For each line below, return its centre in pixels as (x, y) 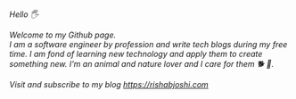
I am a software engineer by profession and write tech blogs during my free (148, 44)
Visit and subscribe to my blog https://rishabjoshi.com (109, 84)
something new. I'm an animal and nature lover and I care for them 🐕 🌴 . (142, 64)
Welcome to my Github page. (63, 35)
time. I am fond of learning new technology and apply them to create (136, 54)
